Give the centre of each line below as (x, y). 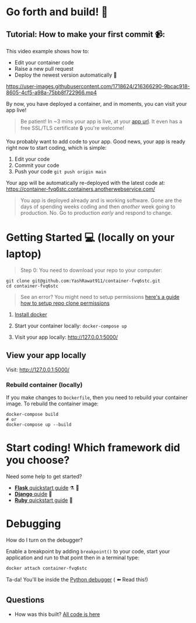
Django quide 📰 (33, 494)
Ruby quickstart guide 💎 (43, 500)
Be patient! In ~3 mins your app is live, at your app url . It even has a (101, 121)
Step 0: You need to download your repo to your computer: (91, 270)
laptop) (24, 254)
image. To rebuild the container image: (52, 404)
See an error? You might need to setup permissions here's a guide (100, 297)
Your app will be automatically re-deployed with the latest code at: (85, 183)
